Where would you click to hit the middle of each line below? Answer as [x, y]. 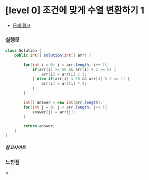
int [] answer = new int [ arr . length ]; [63, 102]
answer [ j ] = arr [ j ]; [54, 112]
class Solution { [23, 51]
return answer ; [39, 126]
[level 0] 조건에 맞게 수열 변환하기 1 [75, 10]
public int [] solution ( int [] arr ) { [53, 56]
